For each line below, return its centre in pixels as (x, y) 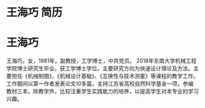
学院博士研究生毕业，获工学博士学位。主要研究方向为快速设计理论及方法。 (100, 68)
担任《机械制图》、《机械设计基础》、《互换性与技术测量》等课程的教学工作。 (105, 76)
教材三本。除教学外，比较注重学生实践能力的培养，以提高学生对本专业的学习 (103, 92)
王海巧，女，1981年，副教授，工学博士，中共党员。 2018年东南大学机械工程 (102, 61)
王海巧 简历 (34, 13)
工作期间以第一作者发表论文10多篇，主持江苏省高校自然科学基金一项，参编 (100, 84)
